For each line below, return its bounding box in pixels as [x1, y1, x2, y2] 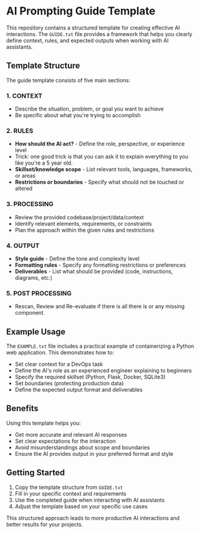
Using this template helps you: [6, 419, 81, 426]
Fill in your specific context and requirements [14, 490, 127, 497]
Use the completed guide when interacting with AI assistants [14, 496, 165, 503]
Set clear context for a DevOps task [14, 360, 103, 368]
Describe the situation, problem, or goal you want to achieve [14, 105, 164, 112]
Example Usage [6, 326, 66, 337]
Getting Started [6, 467, 65, 478]
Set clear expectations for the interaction [14, 437, 116, 444]
